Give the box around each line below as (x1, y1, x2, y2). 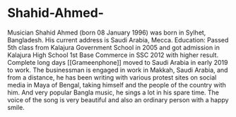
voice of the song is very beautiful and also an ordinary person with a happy (7, 95, 229, 104)
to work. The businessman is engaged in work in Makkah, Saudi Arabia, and (7, 66, 228, 74)
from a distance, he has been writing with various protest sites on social (7, 73, 217, 82)
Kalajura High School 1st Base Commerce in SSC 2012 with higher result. (7, 51, 219, 59)
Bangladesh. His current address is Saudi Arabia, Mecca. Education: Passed (7, 35, 229, 44)
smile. (7, 103, 25, 111)
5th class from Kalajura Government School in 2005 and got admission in (7, 43, 220, 51)
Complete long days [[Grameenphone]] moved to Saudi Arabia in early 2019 (7, 58, 228, 66)
